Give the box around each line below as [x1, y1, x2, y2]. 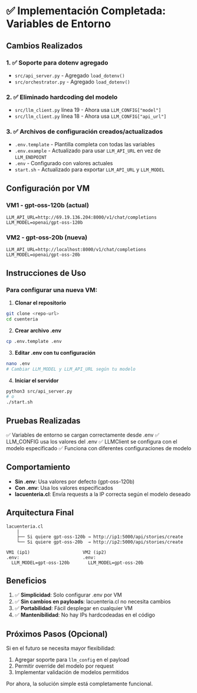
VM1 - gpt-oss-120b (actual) [6, 201, 90, 209]
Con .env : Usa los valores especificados [14, 484, 113, 491]
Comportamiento [6, 462, 71, 472]
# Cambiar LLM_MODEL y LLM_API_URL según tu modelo [6, 366, 136, 372]
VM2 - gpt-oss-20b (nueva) [6, 233, 87, 242]
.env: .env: [6, 554, 96, 560]
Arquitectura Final [6, 508, 74, 518]
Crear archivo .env [14, 327, 62, 334]
